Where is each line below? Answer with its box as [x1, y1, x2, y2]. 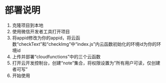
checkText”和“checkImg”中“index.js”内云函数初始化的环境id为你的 [18, 41, 157, 47]
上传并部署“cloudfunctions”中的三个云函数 [12, 53, 101, 59]
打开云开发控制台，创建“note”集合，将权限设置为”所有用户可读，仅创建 [12, 60, 160, 66]
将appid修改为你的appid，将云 [12, 35, 76, 41]
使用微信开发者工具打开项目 [12, 28, 70, 34]
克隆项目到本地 [12, 22, 44, 28]
